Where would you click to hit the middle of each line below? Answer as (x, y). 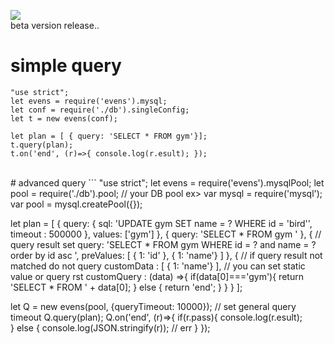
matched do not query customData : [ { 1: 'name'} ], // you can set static (158, 266)
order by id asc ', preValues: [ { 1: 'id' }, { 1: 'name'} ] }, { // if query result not (166, 255)
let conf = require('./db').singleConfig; (100, 110)
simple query (66, 66)
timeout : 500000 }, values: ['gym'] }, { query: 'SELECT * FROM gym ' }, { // (166, 234)
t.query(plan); (42, 145)
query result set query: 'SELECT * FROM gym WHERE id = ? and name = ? (163, 244)
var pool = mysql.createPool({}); (76, 204)
